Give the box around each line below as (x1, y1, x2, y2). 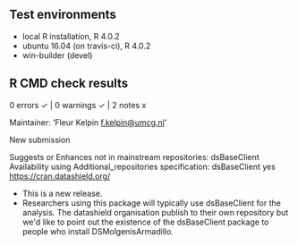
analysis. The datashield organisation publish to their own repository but (21, 207, 289, 217)
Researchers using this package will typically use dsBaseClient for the (21, 197, 282, 208)
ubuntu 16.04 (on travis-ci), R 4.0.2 (21, 40, 151, 51)
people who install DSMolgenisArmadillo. (21, 225, 175, 236)
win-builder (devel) (21, 49, 93, 61)
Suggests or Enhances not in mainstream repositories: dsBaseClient (9, 151, 260, 162)
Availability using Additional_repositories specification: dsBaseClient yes (9, 161, 276, 172)
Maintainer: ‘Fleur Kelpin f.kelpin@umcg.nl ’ (9, 116, 167, 128)
